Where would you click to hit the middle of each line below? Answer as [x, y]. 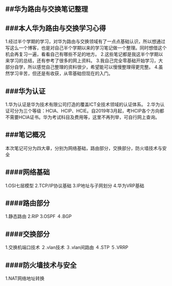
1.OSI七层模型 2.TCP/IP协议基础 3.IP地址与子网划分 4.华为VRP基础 [75, 185]
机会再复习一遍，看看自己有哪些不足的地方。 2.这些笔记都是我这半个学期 [82, 54]
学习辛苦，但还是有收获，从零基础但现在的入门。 [61, 74]
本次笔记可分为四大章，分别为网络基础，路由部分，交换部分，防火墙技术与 [84, 148]
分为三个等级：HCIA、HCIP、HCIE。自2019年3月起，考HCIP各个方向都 [89, 111]
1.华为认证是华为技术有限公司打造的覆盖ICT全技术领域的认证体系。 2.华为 [83, 104]
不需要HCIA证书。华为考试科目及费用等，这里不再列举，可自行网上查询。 [83, 117]
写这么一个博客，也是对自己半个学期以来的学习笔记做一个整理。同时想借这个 [86, 48]
